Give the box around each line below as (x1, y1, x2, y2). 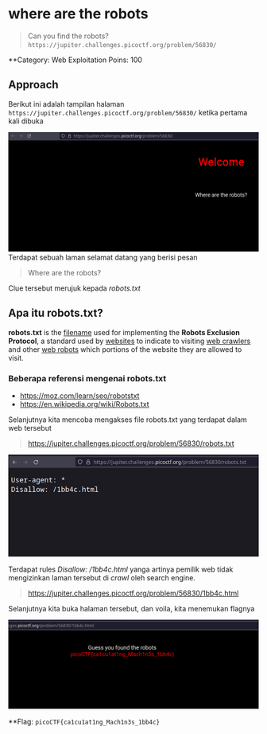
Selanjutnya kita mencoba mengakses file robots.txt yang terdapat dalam (8, 415, 248, 424)
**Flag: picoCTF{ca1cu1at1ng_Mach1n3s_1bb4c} (8, 716, 161, 726)
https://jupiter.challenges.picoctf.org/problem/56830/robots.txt (27, 439, 234, 448)
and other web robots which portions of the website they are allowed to (8, 344, 242, 354)
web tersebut (8, 424, 52, 433)
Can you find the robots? (27, 31, 109, 41)
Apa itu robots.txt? (8, 306, 103, 320)
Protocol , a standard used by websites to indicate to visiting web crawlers (8, 336, 251, 346)
